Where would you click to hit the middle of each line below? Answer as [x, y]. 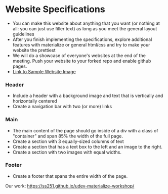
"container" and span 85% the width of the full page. [68, 136]
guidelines [23, 34]
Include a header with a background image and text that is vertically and [88, 96]
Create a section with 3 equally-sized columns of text [68, 141]
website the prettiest [34, 50]
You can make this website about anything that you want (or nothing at [86, 23]
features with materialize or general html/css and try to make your [81, 44]
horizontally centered [35, 101]
